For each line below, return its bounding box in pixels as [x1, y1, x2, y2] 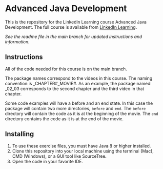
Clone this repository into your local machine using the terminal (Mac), [12, 148, 154, 154]
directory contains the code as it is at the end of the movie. [5, 115, 123, 122]
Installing [5, 130, 34, 138]
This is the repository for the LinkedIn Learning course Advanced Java [5, 19, 147, 25]
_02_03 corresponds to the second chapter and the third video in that [5, 86, 144, 92]
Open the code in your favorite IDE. [12, 158, 83, 164]
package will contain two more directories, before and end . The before [5, 105, 146, 111]
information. [5, 38, 30, 44]
